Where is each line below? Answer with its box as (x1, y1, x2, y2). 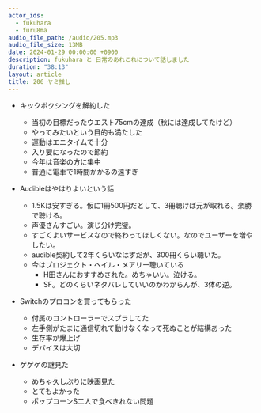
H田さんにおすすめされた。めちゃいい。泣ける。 (43, 270, 202, 279)
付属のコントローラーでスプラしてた (31, 313, 149, 323)
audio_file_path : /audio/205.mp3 (8, 33, 119, 42)
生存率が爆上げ (31, 333, 81, 343)
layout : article (8, 70, 62, 78)
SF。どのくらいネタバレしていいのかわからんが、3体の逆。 (43, 279, 236, 289)
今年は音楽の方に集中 (31, 157, 101, 166)
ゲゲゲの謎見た (19, 359, 69, 369)
